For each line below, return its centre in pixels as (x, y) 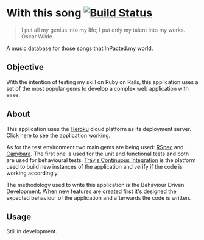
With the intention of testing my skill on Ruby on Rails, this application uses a (102, 82)
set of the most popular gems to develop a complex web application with (97, 88)
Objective (25, 67)
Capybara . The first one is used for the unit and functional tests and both (98, 154)
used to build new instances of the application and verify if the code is (94, 166)
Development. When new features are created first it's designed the (91, 191)
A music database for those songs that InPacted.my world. (80, 48)
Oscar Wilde (37, 36)
